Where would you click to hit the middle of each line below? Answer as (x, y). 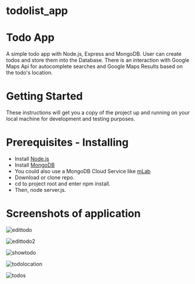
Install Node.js (32, 159)
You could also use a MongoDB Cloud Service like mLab (83, 171)
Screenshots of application (73, 214)
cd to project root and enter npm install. (62, 184)
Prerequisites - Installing (68, 143)
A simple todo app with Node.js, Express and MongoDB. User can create (94, 54)
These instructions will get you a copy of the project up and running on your (98, 113)
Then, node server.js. (40, 190)
